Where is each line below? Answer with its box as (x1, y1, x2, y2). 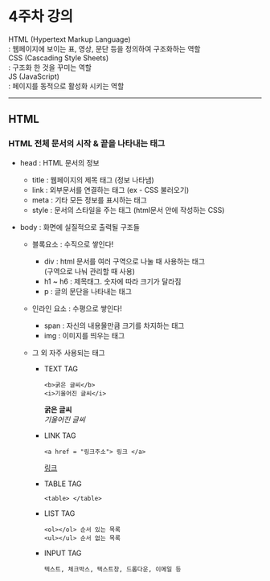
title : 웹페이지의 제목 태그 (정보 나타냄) (31, 174, 154, 185)
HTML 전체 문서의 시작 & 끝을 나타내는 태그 (8, 138, 166, 149)
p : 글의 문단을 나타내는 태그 (43, 286, 133, 296)
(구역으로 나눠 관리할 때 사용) (43, 266, 135, 276)
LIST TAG (43, 508, 76, 518)
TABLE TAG (43, 479, 82, 489)
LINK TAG (43, 431, 76, 440)
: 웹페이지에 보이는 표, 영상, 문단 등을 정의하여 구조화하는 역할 (8, 43, 201, 53)
